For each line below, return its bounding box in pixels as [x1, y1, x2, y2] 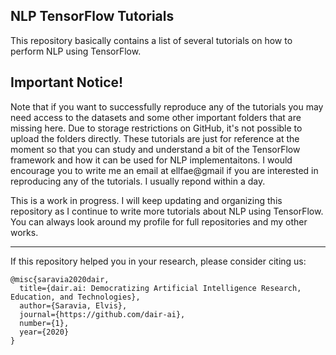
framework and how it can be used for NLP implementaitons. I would [10, 154, 293, 166]
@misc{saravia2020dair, [10, 274, 110, 284]
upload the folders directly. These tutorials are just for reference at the [10, 132, 300, 144]
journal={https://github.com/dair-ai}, [19, 309, 186, 319]
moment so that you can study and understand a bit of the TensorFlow [10, 143, 301, 155]
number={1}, [19, 318, 70, 328]
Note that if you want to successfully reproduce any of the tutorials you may [10, 100, 324, 113]
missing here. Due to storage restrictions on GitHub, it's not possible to [10, 122, 303, 134]
